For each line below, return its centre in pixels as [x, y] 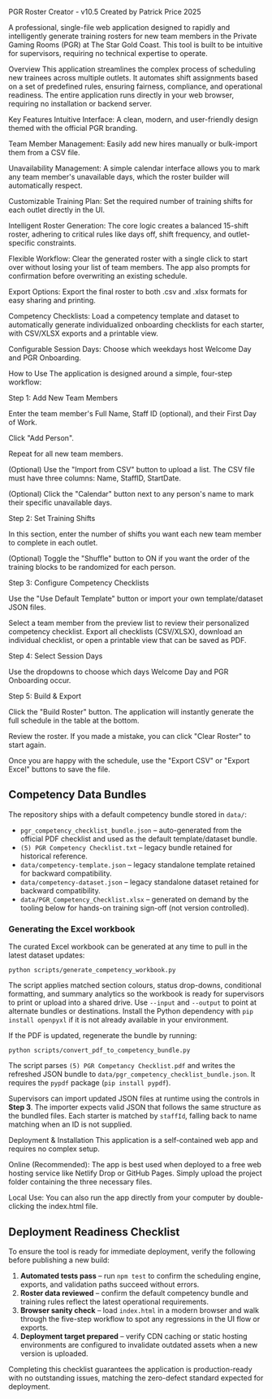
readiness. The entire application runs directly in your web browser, [121, 95]
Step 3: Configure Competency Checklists [79, 583]
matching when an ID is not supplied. [70, 1124]
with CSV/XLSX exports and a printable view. [83, 333]
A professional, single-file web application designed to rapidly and [119, 27]
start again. [27, 745]
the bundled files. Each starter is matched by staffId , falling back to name [133, 1116]
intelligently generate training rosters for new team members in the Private [133, 36]
